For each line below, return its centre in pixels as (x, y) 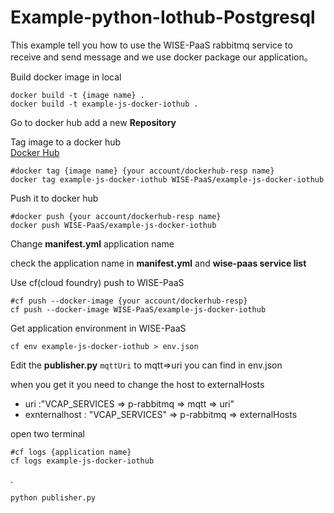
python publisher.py (53, 497)
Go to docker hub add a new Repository (93, 122)
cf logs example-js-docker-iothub (82, 461)
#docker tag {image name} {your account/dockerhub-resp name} (142, 171)
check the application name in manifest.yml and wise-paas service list (158, 263)
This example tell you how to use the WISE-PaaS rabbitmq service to (151, 45)
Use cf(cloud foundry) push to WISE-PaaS (97, 282)
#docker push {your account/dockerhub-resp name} (116, 216)
